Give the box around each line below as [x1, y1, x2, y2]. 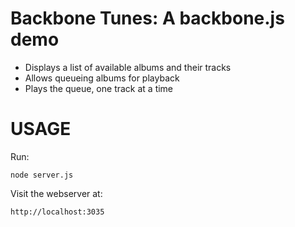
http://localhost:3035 [10, 207, 105, 217]
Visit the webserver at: [10, 187, 103, 199]
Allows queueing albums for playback [24, 72, 180, 84]
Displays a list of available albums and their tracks [24, 61, 232, 73]
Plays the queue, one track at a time [24, 82, 174, 94]
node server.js [10, 170, 74, 180]
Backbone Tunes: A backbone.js [10, 7, 285, 30]
